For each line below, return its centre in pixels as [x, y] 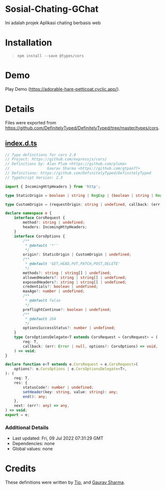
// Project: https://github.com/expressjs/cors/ [56, 159]
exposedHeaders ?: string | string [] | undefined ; [75, 282]
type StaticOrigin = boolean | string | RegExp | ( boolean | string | [79, 195]
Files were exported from [31, 122]
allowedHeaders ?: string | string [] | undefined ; [75, 277]
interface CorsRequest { [40, 218]
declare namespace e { [28, 213]
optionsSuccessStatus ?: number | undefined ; [69, 328]
